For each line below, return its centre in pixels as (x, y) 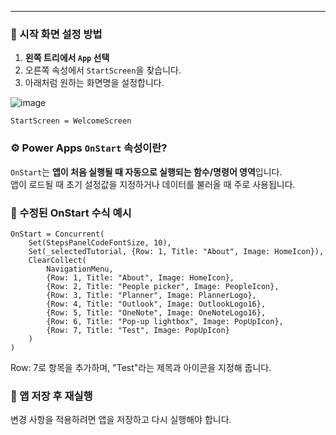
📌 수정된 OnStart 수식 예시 (71, 213)
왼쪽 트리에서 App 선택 (67, 58)
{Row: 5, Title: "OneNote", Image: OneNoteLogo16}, (156, 312)
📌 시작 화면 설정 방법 (56, 34)
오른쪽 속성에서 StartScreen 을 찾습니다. (103, 70)
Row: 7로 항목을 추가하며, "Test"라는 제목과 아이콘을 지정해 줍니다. (141, 367)
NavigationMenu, (80, 269)
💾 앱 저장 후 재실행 (51, 396)
